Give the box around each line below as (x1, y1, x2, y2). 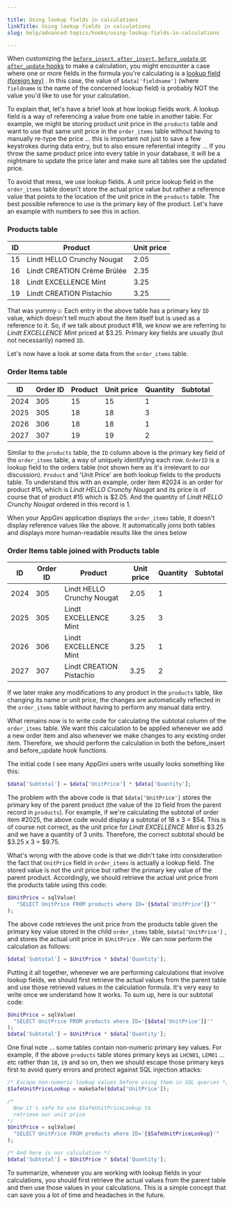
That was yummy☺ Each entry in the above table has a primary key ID (7, 306, 209, 314)
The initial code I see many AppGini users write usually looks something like (7, 760, 225, 768)
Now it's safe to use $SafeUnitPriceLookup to (13, 1104, 151, 1111)
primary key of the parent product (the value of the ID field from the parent (7, 801, 221, 809)
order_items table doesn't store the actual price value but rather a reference (7, 185, 226, 194)
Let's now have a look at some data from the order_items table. (7, 349, 189, 357)
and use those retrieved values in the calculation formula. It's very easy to (7, 983, 219, 991)
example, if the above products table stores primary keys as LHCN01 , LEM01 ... (7, 1051, 225, 1059)
